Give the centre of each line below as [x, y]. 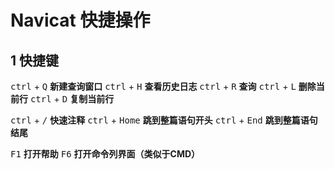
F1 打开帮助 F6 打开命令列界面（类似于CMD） [105, 154]
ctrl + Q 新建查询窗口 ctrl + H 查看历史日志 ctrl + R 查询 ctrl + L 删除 [163, 86]
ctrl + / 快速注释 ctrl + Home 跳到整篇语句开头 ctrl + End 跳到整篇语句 [164, 120]
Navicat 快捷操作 [80, 20]
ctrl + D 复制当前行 [72, 99]
